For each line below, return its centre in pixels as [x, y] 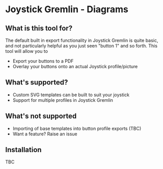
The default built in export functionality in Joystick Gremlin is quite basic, [82, 40]
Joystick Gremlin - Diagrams [67, 9]
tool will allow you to [27, 51]
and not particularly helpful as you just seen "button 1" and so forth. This [81, 46]
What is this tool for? [39, 28]
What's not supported [41, 116]
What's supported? [37, 82]
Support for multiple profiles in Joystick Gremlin [63, 100]
